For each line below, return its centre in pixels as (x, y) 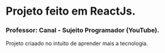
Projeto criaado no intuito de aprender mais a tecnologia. (77, 43)
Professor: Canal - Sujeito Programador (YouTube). (82, 30)
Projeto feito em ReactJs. (71, 11)
